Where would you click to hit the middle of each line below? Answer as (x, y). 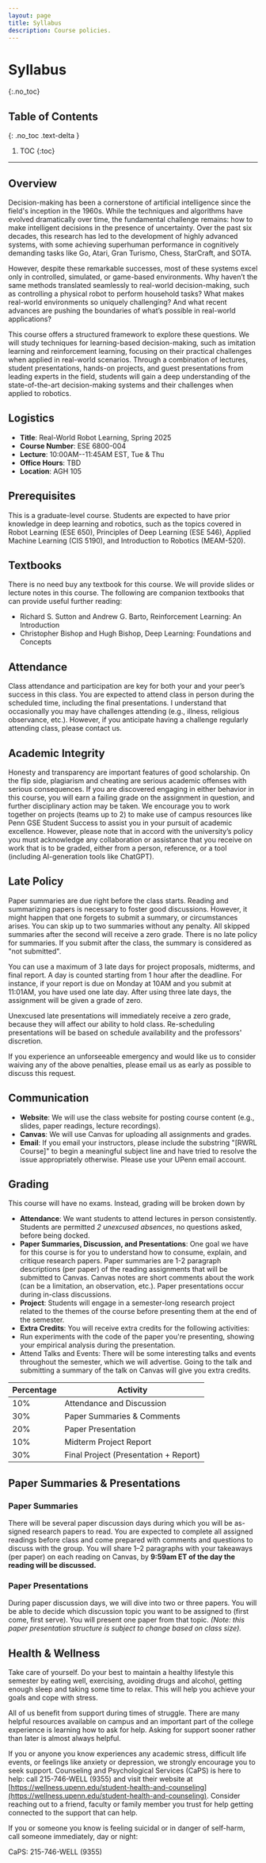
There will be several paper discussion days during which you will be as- (127, 1523)
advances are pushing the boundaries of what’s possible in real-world (122, 310)
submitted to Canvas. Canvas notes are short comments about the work (137, 1277)
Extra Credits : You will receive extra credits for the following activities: (135, 1328)
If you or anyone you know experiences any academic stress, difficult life (127, 1754)
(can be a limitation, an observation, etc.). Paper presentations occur (131, 1286)
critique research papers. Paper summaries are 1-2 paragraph (120, 1261)
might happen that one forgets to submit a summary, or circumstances (123, 917)
